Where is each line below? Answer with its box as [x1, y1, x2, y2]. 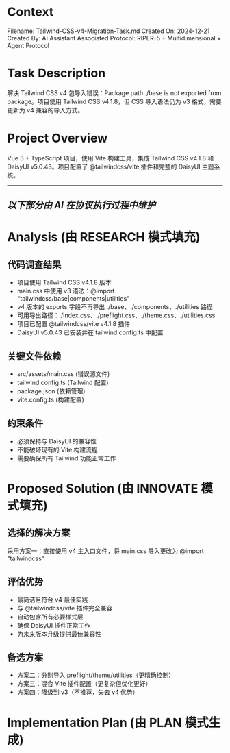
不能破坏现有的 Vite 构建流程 [16, 445, 98, 454]
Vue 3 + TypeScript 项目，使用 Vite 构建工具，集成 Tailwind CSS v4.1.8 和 [7, 153, 214, 162]
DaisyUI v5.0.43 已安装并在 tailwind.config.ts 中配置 [16, 328, 164, 336]
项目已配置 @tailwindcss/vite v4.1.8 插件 [16, 320, 131, 328]
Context [7, 4, 54, 20]
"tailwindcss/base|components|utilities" [16, 295, 130, 303]
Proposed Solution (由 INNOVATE [7, 481, 199, 497]
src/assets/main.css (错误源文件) [16, 370, 110, 378]
